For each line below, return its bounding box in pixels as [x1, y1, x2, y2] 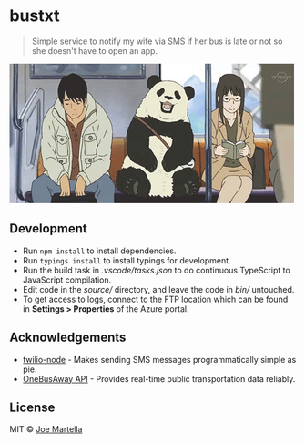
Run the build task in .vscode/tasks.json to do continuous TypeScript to [22, 264, 291, 275]
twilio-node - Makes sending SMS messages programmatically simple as [22, 354, 297, 365]
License [9, 399, 56, 415]
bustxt [9, 5, 60, 26]
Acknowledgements [9, 330, 127, 345]
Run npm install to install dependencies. [22, 245, 177, 256]
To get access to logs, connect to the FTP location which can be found [22, 294, 289, 304]
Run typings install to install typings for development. [22, 254, 231, 265]
